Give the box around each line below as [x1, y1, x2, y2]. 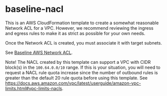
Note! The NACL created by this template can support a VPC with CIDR [5, 59, 151, 65]
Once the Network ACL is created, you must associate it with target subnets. [5, 40, 162, 46]
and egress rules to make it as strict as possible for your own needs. [5, 30, 146, 36]
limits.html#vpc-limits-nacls [5, 85, 62, 91]
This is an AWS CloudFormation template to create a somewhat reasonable [5, 20, 159, 26]
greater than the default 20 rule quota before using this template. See [5, 75, 148, 81]
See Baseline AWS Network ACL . [5, 49, 73, 55]
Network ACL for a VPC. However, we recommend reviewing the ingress [5, 25, 154, 31]
